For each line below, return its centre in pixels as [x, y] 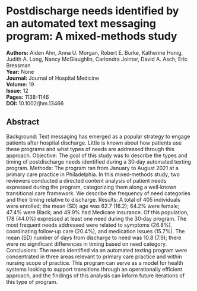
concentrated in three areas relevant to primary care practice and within [94, 256]
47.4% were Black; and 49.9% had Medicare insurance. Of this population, [97, 212]
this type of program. [32, 281]
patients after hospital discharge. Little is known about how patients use [94, 143]
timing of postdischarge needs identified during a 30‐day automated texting [99, 161]
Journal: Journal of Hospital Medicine [53, 78]
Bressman [18, 65]
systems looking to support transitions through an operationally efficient [94, 269]
